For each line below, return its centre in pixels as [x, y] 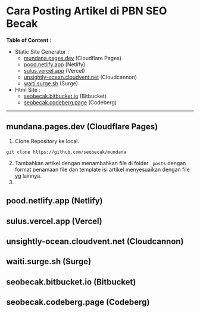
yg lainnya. [28, 176]
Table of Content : [29, 40]
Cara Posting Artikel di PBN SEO [87, 11]
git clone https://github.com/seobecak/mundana [66, 152]
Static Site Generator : [42, 51]
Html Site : [27, 89]
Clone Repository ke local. [47, 141]
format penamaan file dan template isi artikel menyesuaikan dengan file [102, 169]
